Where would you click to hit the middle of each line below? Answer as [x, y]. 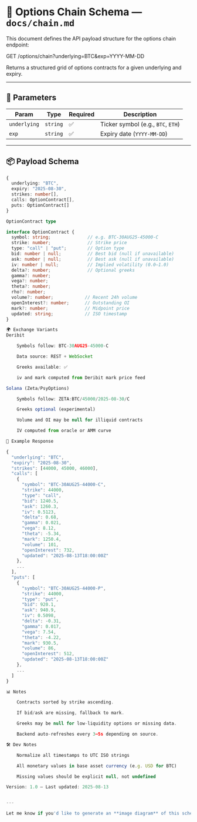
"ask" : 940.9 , [39, 610]
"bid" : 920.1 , [39, 605]
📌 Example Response [30, 442]
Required [81, 114]
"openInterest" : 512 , [48, 654]
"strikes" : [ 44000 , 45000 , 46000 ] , [55, 468]
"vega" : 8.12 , [39, 528]
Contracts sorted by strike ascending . [65, 702]
